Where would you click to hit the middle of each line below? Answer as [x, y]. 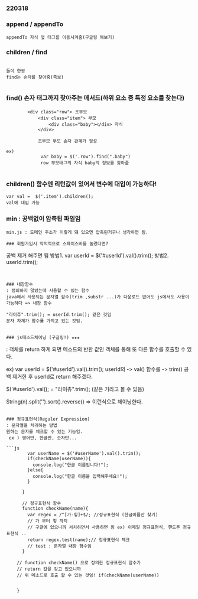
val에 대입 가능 [23, 203]
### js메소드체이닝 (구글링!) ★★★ [43, 338]
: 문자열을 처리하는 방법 [32, 426]
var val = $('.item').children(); [50, 197]
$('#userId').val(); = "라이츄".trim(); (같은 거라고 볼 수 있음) [75, 389]
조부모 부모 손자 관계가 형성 [67, 141]
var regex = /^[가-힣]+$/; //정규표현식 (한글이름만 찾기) [93, 515]
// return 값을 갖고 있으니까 [49, 569]
